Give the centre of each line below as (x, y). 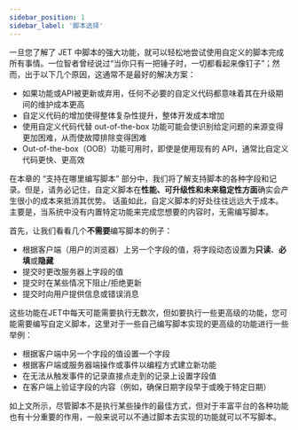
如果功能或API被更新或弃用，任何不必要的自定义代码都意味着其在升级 (149, 93)
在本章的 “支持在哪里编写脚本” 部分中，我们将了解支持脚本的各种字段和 (139, 178)
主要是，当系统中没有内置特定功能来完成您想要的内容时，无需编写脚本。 (141, 211)
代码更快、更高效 (53, 160)
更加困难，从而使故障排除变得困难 (84, 137)
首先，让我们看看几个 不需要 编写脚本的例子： (91, 231)
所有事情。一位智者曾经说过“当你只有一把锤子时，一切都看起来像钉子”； (141, 63)
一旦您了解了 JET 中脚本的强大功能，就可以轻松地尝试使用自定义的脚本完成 (147, 52)
